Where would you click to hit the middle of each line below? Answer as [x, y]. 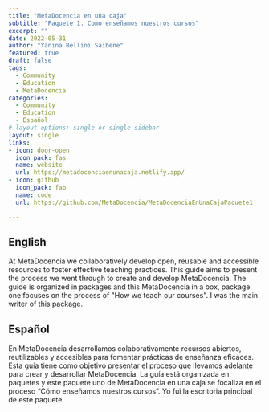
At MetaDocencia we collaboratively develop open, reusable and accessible [134, 261]
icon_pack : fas [41, 157]
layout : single [34, 135]
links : [19, 143]
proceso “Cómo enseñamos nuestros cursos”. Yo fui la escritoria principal [130, 391]
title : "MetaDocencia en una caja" [68, 16]
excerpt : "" [28, 31]
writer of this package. [46, 304]
